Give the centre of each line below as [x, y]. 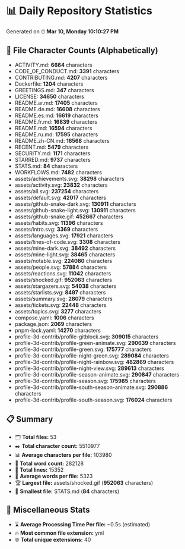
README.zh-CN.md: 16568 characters [62, 140]
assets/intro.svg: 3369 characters [56, 229]
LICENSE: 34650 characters [50, 96]
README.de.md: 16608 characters [57, 109]
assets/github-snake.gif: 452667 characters [69, 217]
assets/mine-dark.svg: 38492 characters [65, 248]
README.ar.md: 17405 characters [56, 103]
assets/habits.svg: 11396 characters [59, 222]
